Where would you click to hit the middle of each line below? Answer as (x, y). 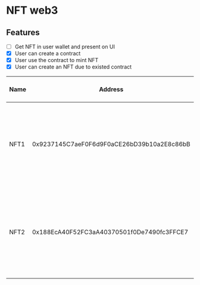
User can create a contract (48, 54)
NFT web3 (32, 10)
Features (23, 32)
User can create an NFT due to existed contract (73, 67)
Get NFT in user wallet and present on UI (65, 47)
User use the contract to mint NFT (57, 60)
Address (111, 89)
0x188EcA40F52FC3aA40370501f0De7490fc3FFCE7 (110, 232)
